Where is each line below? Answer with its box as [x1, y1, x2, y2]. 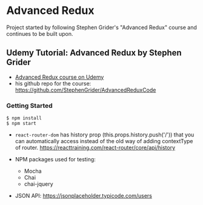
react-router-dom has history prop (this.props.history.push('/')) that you [15, 131, 195, 138]
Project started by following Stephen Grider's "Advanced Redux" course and [6, 24, 197, 31]
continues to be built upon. [6, 30, 74, 37]
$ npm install [6, 115, 42, 121]
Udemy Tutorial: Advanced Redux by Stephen [6, 48, 182, 58]
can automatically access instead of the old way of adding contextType [15, 138, 193, 145]
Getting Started [6, 101, 53, 110]
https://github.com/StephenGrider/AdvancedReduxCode [15, 86, 156, 93]
